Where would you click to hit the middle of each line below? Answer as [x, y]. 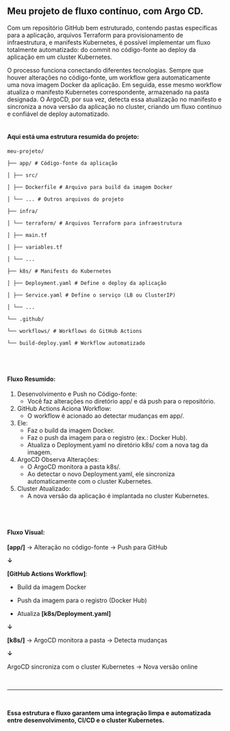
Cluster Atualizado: [44, 488]
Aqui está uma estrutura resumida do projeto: [73, 137]
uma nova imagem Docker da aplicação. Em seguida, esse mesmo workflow [115, 84]
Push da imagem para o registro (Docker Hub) [82, 600]
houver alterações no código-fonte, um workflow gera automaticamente [109, 77]
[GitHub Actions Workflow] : [47, 574]
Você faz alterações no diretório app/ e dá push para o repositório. [121, 401]
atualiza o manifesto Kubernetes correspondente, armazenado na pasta [108, 92]
